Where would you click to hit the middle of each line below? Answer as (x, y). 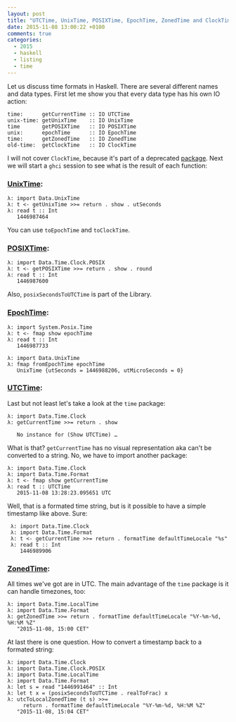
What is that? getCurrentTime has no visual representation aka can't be (110, 447)
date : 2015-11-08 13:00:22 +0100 (56, 27)
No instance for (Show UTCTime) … (67, 435)
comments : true (29, 33)
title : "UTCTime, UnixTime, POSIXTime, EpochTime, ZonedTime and (105, 20)
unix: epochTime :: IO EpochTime (72, 132)
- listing (28, 60)
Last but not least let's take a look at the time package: (86, 403)
